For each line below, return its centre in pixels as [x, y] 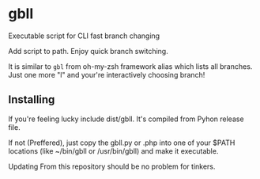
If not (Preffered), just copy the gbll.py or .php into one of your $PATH [122, 143]
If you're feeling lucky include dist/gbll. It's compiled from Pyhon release [126, 119]
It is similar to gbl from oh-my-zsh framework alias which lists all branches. [130, 66]
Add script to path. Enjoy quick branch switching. [88, 51]
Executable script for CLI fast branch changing [84, 36]
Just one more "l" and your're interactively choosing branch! [107, 74]
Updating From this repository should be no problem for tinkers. [112, 166]
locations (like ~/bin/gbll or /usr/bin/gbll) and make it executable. [113, 150]
